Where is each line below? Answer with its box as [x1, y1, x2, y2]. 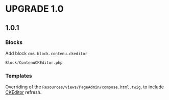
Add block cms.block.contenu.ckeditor [5, 50, 88, 56]
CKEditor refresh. [5, 89, 42, 95]
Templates [5, 72, 32, 79]
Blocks [5, 39, 23, 46]
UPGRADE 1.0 [5, 3, 64, 15]
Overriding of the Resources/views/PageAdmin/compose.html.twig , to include [5, 84, 164, 90]
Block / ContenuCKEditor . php [5, 60, 63, 65]
